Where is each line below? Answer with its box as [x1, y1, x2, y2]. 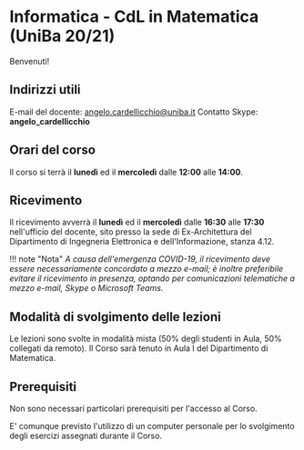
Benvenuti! [9, 55, 50, 66]
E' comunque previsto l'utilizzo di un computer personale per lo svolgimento [9, 421, 295, 431]
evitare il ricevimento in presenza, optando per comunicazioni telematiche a [9, 273, 296, 284]
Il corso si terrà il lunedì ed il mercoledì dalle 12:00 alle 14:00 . [9, 166, 244, 177]
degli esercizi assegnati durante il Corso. [9, 430, 162, 441]
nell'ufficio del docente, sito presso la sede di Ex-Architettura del [9, 226, 252, 237]
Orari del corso [9, 143, 96, 158]
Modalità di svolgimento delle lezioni [9, 309, 221, 325]
